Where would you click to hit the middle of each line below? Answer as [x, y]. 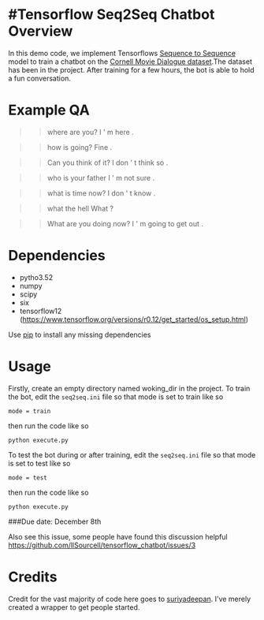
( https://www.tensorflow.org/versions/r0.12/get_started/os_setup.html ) [134, 319]
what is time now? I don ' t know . [101, 193]
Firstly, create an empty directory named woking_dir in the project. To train [129, 388]
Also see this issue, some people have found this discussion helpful [118, 536]
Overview [41, 31]
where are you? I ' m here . [90, 132]
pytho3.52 [36, 277]
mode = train [30, 411]
